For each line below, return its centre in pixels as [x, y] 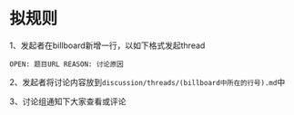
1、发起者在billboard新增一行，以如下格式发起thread [107, 45]
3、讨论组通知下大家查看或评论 [68, 101]
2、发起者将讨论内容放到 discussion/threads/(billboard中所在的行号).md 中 [147, 81]
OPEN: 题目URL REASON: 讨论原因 [67, 64]
